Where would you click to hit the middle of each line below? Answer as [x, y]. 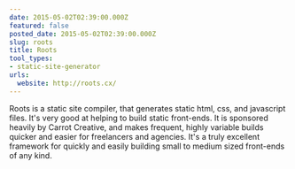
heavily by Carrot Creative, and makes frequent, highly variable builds [136, 127]
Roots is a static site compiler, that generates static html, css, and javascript [147, 108]
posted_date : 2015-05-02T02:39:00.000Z [83, 34]
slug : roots [31, 42]
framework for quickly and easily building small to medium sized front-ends [147, 146]
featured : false [39, 26]
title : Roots [33, 50]
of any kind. [31, 155]
